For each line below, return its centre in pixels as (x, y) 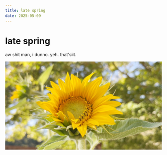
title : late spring (25, 10)
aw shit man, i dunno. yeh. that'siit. (41, 55)
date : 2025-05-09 (23, 16)
